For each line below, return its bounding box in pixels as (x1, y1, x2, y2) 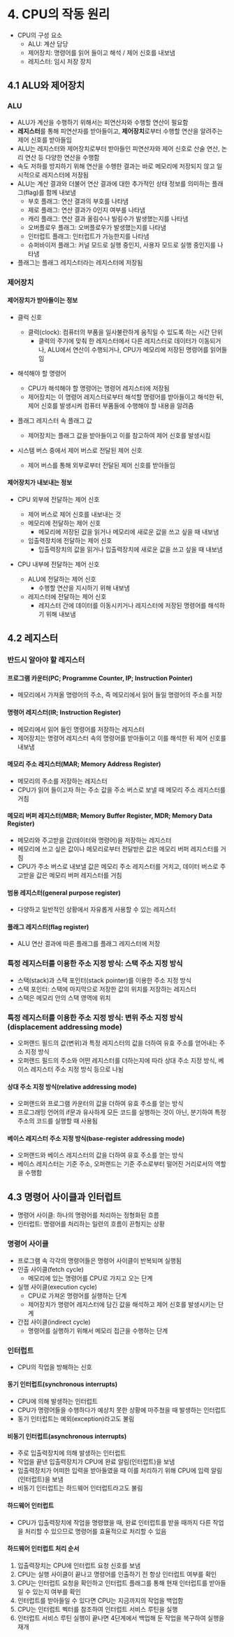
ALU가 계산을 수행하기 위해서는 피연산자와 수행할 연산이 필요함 (17, 118, 189, 126)
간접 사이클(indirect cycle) (17, 1317, 91, 1326)
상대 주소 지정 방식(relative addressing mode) (7, 1082, 138, 1090)
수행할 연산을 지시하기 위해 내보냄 (38, 583, 131, 592)
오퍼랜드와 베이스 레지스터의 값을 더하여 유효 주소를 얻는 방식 (17, 1151, 184, 1160)
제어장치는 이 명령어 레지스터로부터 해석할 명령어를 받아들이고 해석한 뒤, (27, 392, 224, 401)
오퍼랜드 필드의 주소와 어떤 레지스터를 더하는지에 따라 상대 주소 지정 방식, (17, 1056, 217, 1065)
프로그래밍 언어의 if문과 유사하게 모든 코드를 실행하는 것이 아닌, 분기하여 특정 (17, 1108, 226, 1116)
